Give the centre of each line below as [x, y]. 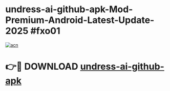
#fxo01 [45, 31]
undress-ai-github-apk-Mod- [69, 9]
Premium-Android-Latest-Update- [80, 20]
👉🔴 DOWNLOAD [42, 67]
